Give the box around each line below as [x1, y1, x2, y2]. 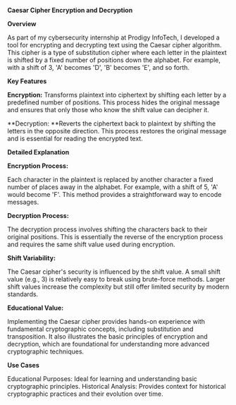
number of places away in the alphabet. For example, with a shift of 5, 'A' [7, 183, 218, 191]
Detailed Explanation [7, 148, 70, 156]
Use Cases [7, 361, 40, 369]
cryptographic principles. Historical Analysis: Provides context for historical [7, 382, 226, 390]
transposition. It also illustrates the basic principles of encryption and [7, 332, 208, 341]
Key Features [7, 77, 47, 85]
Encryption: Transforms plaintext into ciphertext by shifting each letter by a [7, 91, 227, 99]
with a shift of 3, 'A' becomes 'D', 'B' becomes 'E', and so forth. [7, 64, 190, 71]
